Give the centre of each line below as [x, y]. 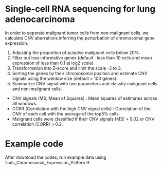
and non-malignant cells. [37, 89]
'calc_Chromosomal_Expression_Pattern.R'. [48, 162]
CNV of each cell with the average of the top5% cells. [66, 113]
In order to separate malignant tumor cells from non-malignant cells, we [77, 33]
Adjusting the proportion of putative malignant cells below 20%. [76, 53]
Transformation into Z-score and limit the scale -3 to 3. [67, 68]
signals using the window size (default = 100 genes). [65, 78]
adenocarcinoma [40, 19]
